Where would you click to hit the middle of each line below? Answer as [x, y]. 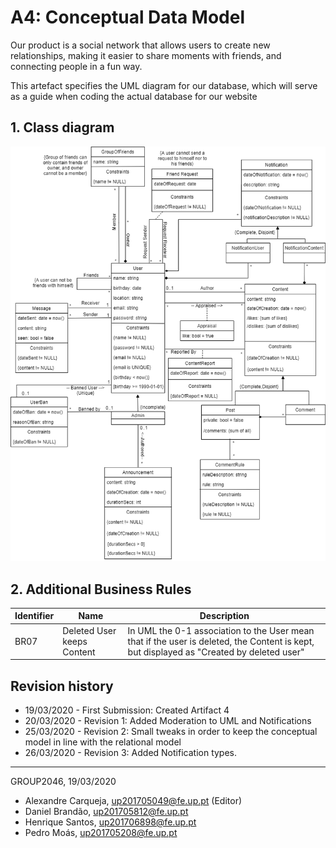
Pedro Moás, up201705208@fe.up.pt [101, 832]
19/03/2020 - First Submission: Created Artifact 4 [127, 710]
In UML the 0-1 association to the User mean [221, 630]
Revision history [62, 686]
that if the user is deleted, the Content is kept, [221, 641]
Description [224, 616]
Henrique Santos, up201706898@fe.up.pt [110, 822]
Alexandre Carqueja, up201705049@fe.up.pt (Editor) [133, 800]
